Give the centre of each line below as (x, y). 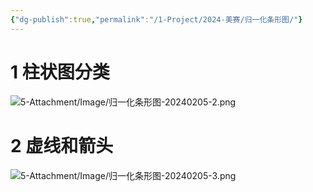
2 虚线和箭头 (62, 145)
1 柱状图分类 (60, 72)
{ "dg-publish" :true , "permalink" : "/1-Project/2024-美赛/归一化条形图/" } (156, 19)
